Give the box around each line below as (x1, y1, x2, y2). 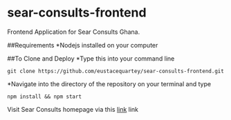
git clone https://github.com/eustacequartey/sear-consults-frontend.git (7, 68, 225, 74)
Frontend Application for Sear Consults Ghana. (7, 28, 140, 36)
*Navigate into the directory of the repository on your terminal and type (7, 79, 212, 88)
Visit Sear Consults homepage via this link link (7, 105, 139, 113)
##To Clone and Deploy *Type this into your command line (7, 54, 175, 63)
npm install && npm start (7, 93, 82, 100)
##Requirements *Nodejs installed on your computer (7, 41, 158, 49)
